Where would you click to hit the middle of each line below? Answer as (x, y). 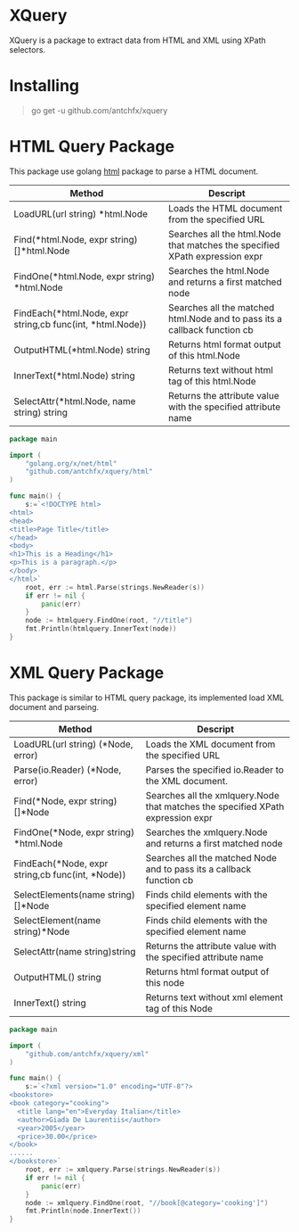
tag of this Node (179, 1008)
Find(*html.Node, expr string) (76, 239)
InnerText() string (50, 1003)
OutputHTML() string (57, 977)
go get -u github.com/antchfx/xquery (99, 110)
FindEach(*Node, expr (61, 864)
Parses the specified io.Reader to (215, 770)
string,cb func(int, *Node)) (70, 874)
